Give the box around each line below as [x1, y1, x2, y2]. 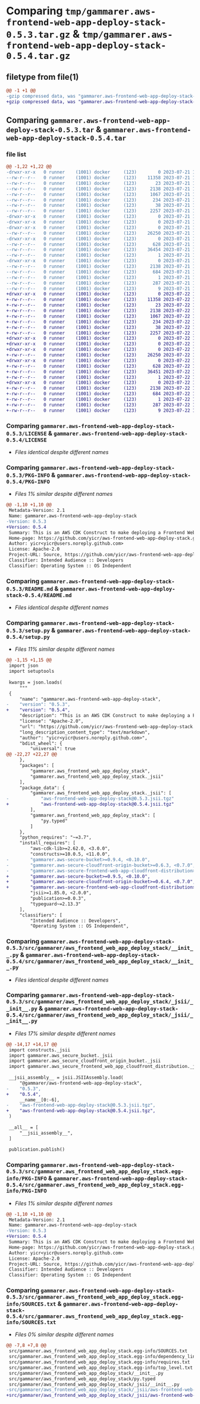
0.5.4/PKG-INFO [6, 478, 51, 485]
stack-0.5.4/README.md [6, 592, 72, 598]
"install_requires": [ [19, 840, 76, 846]
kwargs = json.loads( [8, 679, 62, 685]
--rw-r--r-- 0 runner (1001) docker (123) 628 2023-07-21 [6, 241, 190, 247]
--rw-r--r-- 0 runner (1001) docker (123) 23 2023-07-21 [6, 180, 190, 186]
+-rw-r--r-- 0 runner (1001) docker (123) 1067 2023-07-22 [6, 313, 190, 319]
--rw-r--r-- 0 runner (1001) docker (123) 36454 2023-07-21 [6, 247, 190, 253]
